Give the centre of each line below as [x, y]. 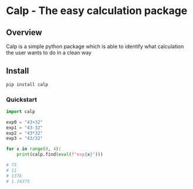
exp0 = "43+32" [25, 122]
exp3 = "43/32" [25, 139]
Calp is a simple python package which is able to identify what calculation [95, 46]
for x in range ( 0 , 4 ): [34, 149]
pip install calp [27, 84]
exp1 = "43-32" [25, 128]
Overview [24, 32]
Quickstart [22, 99]
